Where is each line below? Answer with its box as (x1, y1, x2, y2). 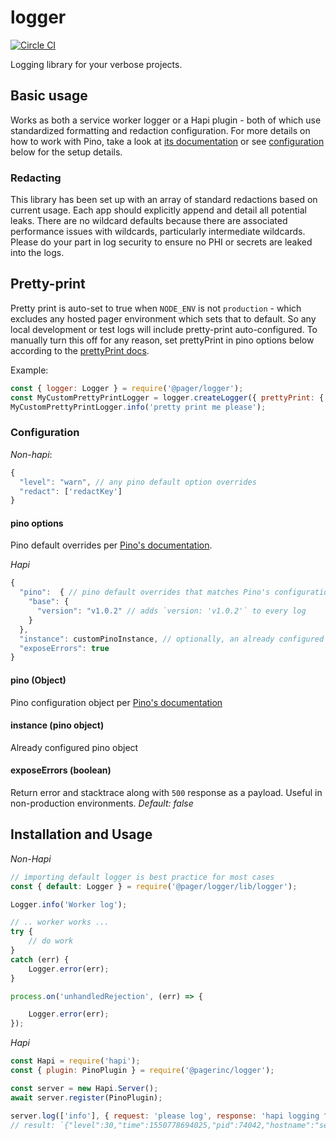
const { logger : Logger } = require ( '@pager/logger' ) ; (10, 383, 244, 393)
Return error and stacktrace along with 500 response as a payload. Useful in (10, 786, 323, 798)
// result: (10, 1120, 56, 1130)
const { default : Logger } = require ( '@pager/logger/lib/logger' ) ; (10, 881, 298, 891)
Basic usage (10, 87, 88, 105)
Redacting (10, 171, 62, 185)
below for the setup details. (10, 146, 123, 158)
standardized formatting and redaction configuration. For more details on (10, 124, 311, 136)
